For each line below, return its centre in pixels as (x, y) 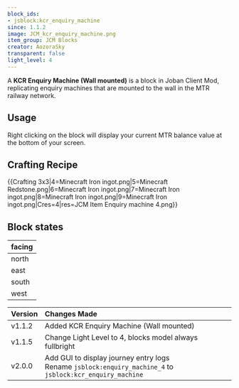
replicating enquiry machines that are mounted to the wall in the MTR (108, 88)
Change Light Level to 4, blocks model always (121, 338)
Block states (36, 227)
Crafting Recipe (43, 165)
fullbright (60, 347)
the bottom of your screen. (47, 142)
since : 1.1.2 (27, 27)
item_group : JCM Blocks (43, 41)
